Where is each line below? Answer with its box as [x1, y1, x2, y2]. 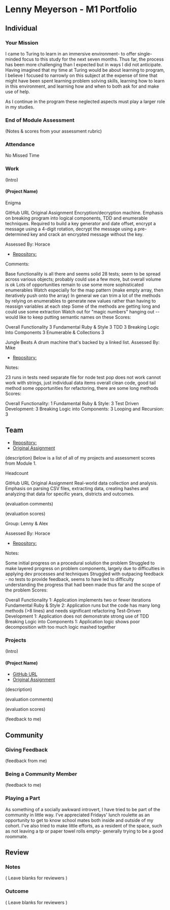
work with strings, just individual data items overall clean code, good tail [5, 380, 156, 386]
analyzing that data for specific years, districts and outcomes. [5, 491, 134, 497]
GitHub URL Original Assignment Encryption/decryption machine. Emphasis [5, 209, 163, 216]
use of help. [5, 88, 30, 95]
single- [137, 50, 152, 57]
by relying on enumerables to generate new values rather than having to [5, 298, 156, 304]
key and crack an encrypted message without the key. [30, 231, 144, 237]
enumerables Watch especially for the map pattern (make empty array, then [5, 287, 164, 293]
